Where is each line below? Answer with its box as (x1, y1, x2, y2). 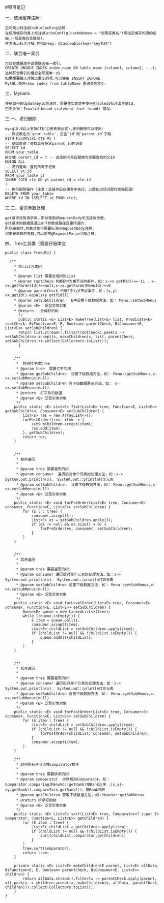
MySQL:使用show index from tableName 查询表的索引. (5, 81, 107, 86)
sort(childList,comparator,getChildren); (40, 833, 126, 838)
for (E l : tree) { (23, 509, 63, 514)
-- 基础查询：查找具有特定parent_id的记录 (5, 141, 83, 146)
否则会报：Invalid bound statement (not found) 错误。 (5, 106, 114, 111)
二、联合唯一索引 (5, 51, 40, 56)
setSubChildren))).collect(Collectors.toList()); (5, 339, 109, 343)
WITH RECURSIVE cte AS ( (5, 136, 56, 141)
